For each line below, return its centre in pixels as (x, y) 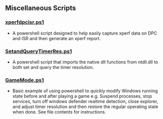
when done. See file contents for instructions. (59, 112)
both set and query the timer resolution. (53, 67)
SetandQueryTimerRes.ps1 (39, 51)
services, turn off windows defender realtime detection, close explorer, (85, 102)
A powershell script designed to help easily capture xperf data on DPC (85, 33)
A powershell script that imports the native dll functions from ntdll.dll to (85, 62)
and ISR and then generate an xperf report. (57, 38)
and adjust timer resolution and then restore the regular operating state (85, 107)
